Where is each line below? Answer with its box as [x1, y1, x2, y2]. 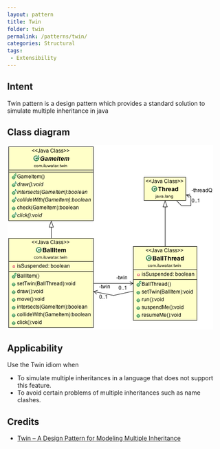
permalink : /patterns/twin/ [7, 33, 88, 40]
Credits [7, 416, 40, 428]
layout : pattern [7, 11, 54, 18]
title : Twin [7, 18, 41, 25]
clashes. [16, 396, 41, 404]
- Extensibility [10, 55, 57, 62]
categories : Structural [7, 40, 76, 47]
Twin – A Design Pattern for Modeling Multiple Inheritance [16, 434, 181, 443]
